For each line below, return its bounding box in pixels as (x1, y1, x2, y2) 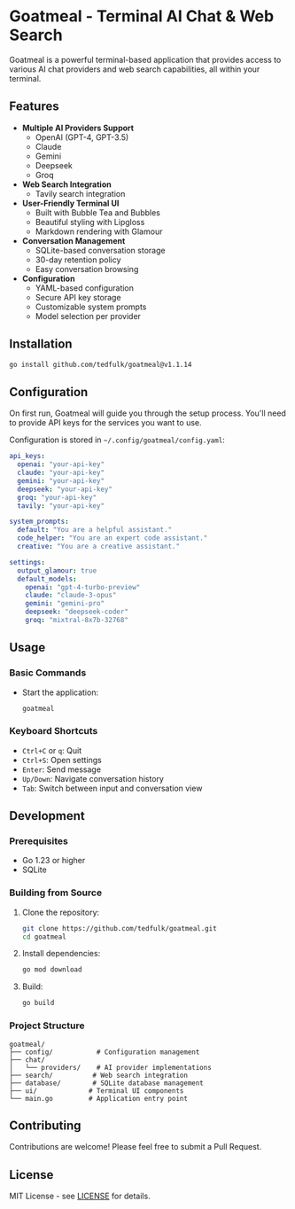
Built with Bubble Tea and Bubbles (35, 207, 161, 218)
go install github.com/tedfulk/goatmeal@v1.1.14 (9, 360, 192, 369)
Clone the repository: (21, 907, 100, 917)
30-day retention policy (35, 254, 121, 265)
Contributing (9, 1118, 82, 1133)
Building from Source (9, 886, 103, 899)
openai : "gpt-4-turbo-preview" (25, 582, 141, 591)
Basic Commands (9, 667, 87, 679)
